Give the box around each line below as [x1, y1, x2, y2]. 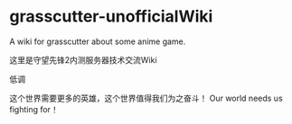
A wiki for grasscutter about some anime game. [9, 36, 186, 47]
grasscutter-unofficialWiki [9, 6, 213, 27]
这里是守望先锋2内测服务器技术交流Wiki [9, 54, 157, 65]
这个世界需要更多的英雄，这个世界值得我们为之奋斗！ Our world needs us [9, 93, 283, 103]
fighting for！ [9, 103, 59, 114]
